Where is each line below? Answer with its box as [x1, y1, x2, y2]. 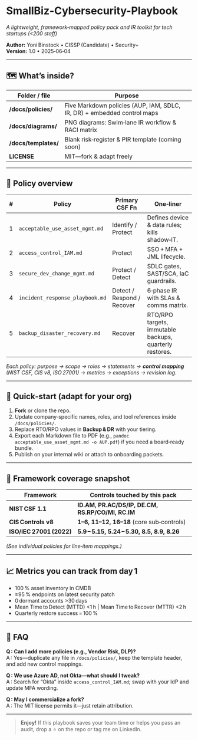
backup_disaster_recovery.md [18, 330, 101, 337]
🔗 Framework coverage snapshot [6, 473, 130, 484]
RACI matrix [64, 126, 97, 134]
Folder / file [17, 91, 51, 100]
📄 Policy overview [6, 179, 73, 189]
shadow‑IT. [147, 235, 179, 244]
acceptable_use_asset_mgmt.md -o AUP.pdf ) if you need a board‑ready [14, 438, 184, 446]
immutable [147, 325, 177, 334]
